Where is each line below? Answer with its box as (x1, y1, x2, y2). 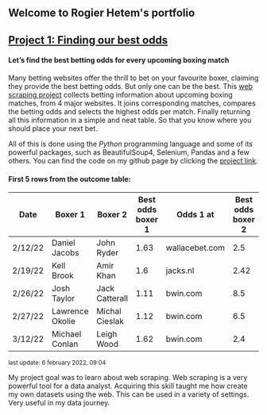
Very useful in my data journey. (8, 398, 110, 408)
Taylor (51, 293, 75, 304)
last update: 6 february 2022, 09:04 (8, 359, 106, 367)
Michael (51, 329, 82, 340)
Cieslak (96, 316, 125, 327)
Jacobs (51, 248, 79, 259)
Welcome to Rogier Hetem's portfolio (8, 6, 195, 20)
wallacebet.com (165, 242, 225, 253)
